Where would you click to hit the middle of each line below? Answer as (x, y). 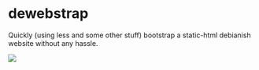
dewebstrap (48, 14)
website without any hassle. (53, 43)
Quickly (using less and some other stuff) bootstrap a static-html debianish (129, 35)
